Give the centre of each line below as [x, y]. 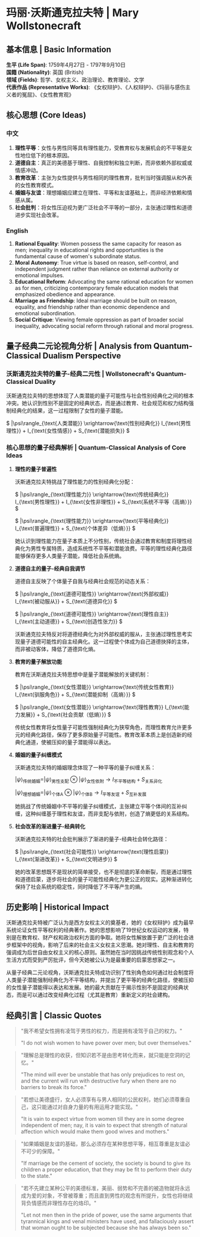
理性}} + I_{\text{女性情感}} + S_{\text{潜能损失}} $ [68, 430]
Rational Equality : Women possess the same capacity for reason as [98, 243]
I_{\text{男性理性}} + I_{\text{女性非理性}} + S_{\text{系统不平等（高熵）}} [103, 501]
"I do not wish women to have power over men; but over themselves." [106, 1043]
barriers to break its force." [54, 1087]
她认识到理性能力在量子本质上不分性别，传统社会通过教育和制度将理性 [101, 541]
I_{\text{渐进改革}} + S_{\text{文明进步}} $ [66, 859]
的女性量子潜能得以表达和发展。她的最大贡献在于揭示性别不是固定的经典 [95, 987]
